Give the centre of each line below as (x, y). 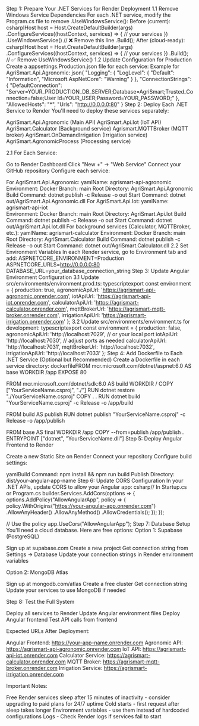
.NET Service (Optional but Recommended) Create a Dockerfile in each (93, 359)
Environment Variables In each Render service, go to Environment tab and (97, 252)
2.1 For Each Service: (32, 153)
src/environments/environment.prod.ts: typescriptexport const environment (99, 283)
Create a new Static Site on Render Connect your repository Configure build (99, 456)
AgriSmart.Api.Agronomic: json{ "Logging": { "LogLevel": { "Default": (91, 73)
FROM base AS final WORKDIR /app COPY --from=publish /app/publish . (95, 432)
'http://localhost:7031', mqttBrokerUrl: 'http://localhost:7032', (80, 347)
